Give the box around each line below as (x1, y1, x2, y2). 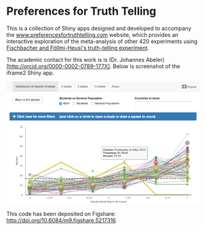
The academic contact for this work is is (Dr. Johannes (6, 56, 145, 63)
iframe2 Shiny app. (6, 69, 55, 76)
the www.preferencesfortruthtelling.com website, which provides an (6, 31, 179, 38)
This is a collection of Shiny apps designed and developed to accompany (6, 25, 191, 32)
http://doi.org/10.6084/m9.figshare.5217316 (6, 217, 117, 224)
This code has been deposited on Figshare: (6, 210, 116, 218)
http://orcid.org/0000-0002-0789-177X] (8, 63, 110, 70)
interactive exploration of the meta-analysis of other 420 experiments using (6, 37, 198, 45)
